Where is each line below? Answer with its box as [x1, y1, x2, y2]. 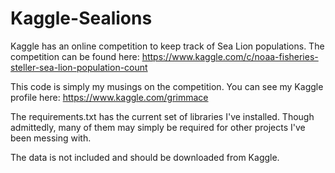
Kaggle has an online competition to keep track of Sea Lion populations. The [10, 40, 325, 52]
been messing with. [10, 132, 92, 144]
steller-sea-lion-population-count [10, 61, 148, 73]
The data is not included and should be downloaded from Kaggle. [10, 151, 280, 163]
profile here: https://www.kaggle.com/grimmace [10, 91, 209, 103]
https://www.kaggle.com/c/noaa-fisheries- [141, 50, 319, 62]
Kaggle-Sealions [10, 7, 153, 30]
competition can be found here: [10, 50, 140, 62]
